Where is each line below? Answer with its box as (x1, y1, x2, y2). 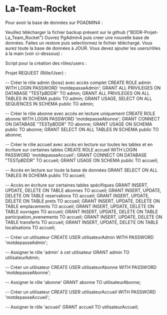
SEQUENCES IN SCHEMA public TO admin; (5, 100, 94, 106)
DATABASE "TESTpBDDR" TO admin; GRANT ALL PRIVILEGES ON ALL (5, 90, 150, 96)
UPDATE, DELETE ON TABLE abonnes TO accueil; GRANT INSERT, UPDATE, (5, 187, 161, 193)
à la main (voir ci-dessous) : (5, 50, 62, 56)
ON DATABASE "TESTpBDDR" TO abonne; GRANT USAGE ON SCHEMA (5, 121, 152, 127)
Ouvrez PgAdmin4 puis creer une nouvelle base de (44, 34, 149, 40)
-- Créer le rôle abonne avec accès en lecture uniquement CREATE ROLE (5, 110, 155, 116)
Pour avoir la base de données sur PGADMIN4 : (5, 19, 103, 25)
